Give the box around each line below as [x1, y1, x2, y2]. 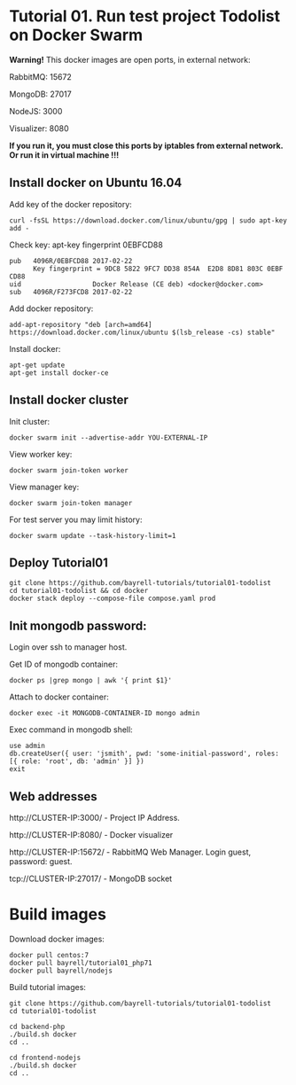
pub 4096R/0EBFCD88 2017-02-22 [9, 256, 133, 265]
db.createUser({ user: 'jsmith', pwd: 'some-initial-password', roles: [9, 749, 279, 759]
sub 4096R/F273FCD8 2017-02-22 [9, 287, 133, 296]
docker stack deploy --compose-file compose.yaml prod [9, 594, 216, 604]
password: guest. [9, 856, 73, 866]
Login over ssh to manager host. [9, 642, 128, 652]
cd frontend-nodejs [9, 1053, 82, 1062]
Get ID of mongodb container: [9, 659, 118, 670]
